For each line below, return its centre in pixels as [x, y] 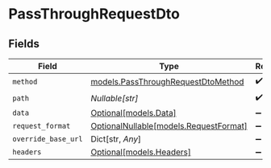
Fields [24, 44]
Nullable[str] [115, 98]
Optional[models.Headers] [141, 152]
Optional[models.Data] [133, 113]
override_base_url [48, 139]
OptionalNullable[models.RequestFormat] [169, 126]
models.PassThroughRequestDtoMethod [167, 81]
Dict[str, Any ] [116, 139]
